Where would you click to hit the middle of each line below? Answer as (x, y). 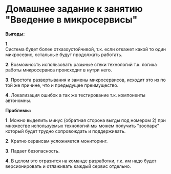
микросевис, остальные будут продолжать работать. (64, 55)
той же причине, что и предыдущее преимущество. (62, 85)
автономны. (18, 101)
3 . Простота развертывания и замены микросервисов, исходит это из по (86, 80)
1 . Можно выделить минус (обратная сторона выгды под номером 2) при (86, 120)
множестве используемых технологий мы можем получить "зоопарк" (82, 126)
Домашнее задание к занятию (74, 9)
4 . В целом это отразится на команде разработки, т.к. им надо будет (81, 161)
